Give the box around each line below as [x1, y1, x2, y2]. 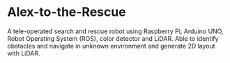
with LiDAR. [7, 49, 40, 57]
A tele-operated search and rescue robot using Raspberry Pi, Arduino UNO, [7, 27, 224, 35]
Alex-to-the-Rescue [7, 4, 127, 20]
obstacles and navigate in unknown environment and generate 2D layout [7, 42, 215, 50]
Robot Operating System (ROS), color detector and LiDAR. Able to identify [7, 34, 219, 42]
